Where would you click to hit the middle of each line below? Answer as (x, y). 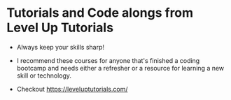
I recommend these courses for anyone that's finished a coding (108, 60)
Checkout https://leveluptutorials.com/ (72, 89)
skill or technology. (44, 76)
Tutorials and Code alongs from (100, 13)
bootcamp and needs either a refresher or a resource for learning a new (120, 68)
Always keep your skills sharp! (61, 47)
